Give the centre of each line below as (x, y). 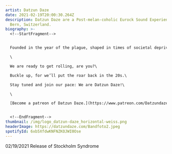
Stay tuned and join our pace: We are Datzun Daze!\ (67, 85)
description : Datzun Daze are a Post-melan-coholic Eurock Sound (76, 20)
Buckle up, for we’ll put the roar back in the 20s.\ (68, 75)
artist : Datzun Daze (27, 10)
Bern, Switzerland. (31, 24)
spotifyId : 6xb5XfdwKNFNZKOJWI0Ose (43, 131)
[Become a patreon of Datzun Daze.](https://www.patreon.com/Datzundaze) (90, 103)
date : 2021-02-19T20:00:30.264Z (40, 15)
